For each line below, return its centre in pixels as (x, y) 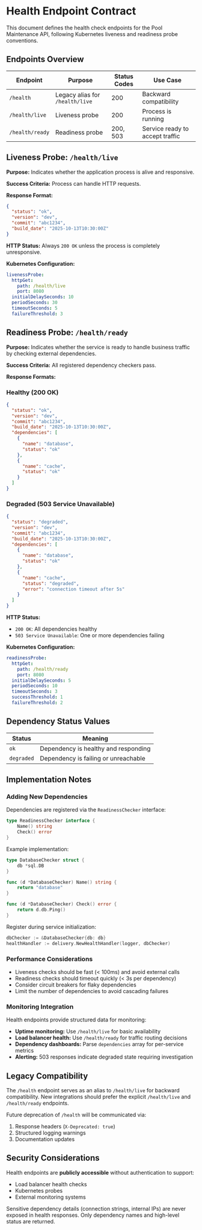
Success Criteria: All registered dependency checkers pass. (81, 365)
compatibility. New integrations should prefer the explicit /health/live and (99, 1097)
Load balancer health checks (51, 1184)
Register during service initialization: (51, 926)
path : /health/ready (43, 669)
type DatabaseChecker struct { (45, 860)
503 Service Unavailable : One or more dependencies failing (90, 635)
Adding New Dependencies (47, 797)
